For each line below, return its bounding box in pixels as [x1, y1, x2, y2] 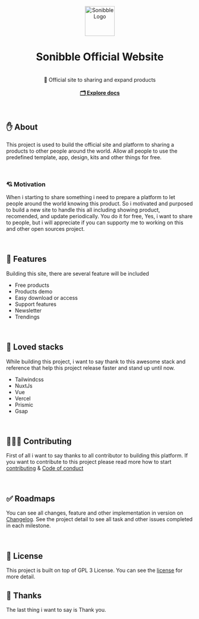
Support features [14, 301, 56, 308]
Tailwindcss [14, 376, 44, 383]
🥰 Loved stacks [6, 342, 64, 352]
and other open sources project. [6, 225, 85, 233]
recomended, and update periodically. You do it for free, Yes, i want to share [6, 213, 193, 220]
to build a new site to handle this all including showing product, [6, 206, 160, 213]
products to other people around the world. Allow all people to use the [6, 147, 178, 154]
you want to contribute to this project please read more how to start [6, 459, 172, 466]
